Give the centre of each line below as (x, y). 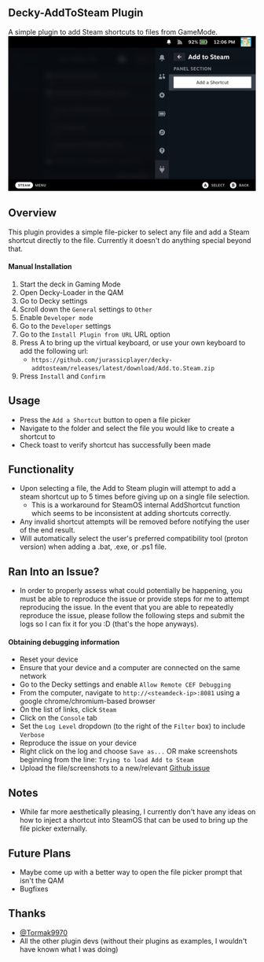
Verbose (32, 735)
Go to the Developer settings (65, 326)
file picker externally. (53, 828)
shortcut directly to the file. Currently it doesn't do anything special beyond (130, 240)
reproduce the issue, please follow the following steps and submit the (132, 616)
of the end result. (48, 530)
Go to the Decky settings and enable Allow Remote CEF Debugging (125, 684)
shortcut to (37, 437)
